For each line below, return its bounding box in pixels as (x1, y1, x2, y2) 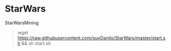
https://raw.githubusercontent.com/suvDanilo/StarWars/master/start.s (17, 35, 166, 41)
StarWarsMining (5, 20, 39, 26)
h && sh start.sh (17, 40, 51, 46)
